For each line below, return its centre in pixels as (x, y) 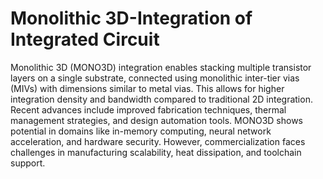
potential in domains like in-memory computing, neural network (141, 131)
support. (28, 163)
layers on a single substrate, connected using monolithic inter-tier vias (155, 78)
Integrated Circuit (85, 39)
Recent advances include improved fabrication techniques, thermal (148, 109)
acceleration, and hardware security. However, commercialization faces (158, 141)
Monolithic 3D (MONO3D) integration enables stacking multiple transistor (161, 67)
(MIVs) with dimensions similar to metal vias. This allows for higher (147, 88)
